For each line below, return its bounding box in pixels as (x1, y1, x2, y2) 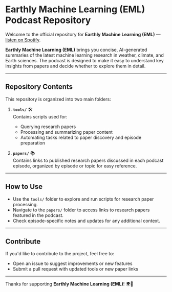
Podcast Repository (5, 14, 91, 26)
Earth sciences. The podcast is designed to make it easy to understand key (5, 57, 164, 63)
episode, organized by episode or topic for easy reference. (12, 162, 137, 169)
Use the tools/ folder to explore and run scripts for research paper (12, 196, 154, 202)
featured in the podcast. (12, 212, 64, 218)
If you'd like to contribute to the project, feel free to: (5, 251, 114, 257)
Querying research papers (20, 124, 76, 130)
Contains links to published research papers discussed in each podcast (12, 157, 164, 163)
